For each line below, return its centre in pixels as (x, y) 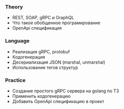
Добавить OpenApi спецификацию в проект (58, 101)
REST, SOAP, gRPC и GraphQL (43, 18)
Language (17, 41)
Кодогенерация (29, 57)
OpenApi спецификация (37, 28)
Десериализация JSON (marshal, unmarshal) (59, 62)
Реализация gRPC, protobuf (41, 52)
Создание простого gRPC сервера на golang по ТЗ (65, 91)
